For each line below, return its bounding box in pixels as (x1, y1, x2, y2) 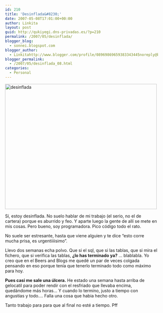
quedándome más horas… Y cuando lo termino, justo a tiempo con (5, 287, 138, 294)
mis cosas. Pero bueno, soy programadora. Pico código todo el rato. (5, 223, 142, 229)
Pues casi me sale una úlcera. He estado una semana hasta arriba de (5, 277, 145, 283)
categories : (5, 66, 29, 71)
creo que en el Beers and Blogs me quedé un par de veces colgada (5, 258, 140, 264)
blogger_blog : (5, 39, 34, 44)
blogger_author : (5, 48, 38, 52)
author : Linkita (5, 20, 38, 26)
